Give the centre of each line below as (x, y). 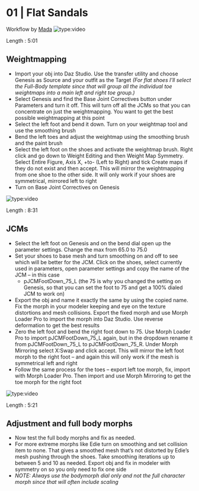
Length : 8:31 (22, 210)
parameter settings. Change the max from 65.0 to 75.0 (81, 249)
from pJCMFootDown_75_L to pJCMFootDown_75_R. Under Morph (96, 344)
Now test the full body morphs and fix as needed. (75, 438)
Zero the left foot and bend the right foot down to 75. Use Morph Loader (102, 331)
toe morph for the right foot (48, 382)
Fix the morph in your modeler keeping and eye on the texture (90, 306)
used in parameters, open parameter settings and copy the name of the (102, 268)
